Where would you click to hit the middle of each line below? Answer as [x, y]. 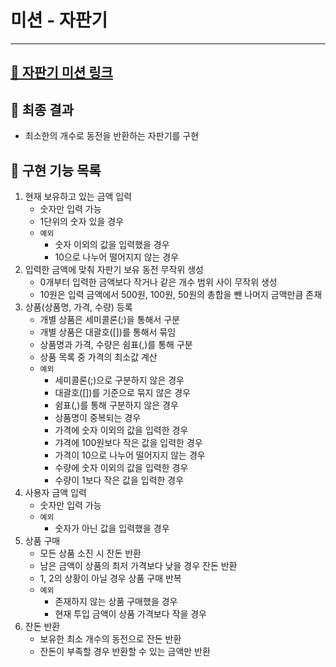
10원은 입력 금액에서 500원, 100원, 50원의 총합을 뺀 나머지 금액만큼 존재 [181, 294]
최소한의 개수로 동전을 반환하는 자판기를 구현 [112, 136]
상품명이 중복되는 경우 [98, 417]
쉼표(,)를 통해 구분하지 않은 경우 [116, 405]
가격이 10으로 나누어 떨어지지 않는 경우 [130, 455]
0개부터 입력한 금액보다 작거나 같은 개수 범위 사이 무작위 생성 [158, 282]
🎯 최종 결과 [42, 109]
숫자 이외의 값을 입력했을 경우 [112, 244]
